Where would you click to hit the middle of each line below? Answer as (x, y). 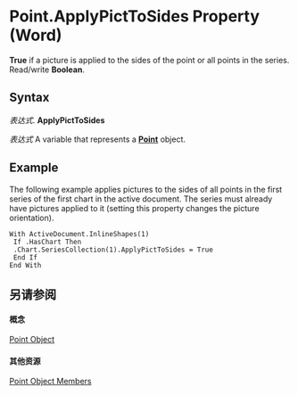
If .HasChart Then (47, 242)
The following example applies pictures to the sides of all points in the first (146, 189)
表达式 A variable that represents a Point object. (97, 139)
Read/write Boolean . (47, 70)
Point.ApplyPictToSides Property (135, 16)
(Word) (36, 35)
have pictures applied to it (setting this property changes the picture (135, 208)
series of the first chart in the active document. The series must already (141, 199)
